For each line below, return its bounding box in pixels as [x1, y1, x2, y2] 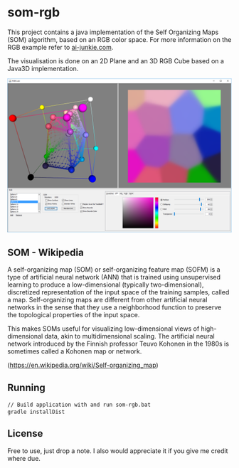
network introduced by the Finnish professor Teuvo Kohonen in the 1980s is [7, 339, 230, 349]
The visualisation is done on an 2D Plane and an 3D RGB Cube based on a [7, 56, 224, 65]
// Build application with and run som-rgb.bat [7, 401, 152, 409]
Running [7, 381, 46, 393]
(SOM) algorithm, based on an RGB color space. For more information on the [7, 35, 232, 43]
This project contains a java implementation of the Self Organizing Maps [7, 28, 219, 36]
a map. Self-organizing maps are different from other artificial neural [7, 296, 208, 304]
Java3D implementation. [7, 64, 79, 73]
